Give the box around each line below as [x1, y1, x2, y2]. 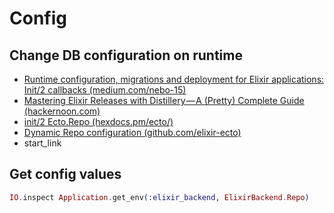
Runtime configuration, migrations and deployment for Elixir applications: [23, 73, 325, 85]
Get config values [9, 166, 122, 183]
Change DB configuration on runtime [9, 47, 243, 64]
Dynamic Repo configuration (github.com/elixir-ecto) [23, 127, 242, 138]
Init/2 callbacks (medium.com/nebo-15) [23, 84, 187, 96]
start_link [23, 137, 62, 149]
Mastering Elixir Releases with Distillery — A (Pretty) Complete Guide [23, 95, 305, 106]
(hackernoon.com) [23, 105, 101, 117]
